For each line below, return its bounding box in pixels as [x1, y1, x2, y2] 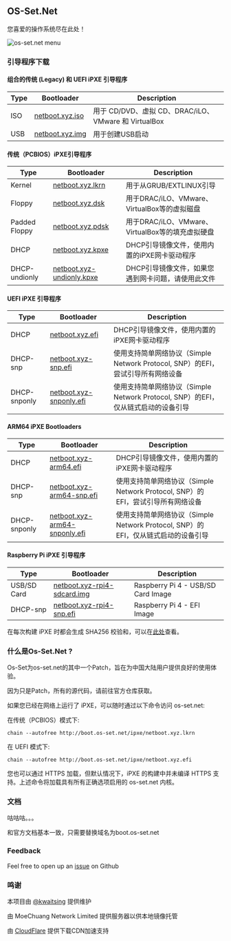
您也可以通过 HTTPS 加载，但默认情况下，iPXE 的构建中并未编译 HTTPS [7, 769, 212, 778]
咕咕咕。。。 [7, 813, 38, 822]
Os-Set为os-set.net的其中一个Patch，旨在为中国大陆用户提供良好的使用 [7, 663, 211, 671]
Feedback [7, 846, 41, 856]
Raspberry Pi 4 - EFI [133, 600, 201, 609]
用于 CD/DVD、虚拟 [93, 106, 157, 116]
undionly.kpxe [52, 272, 98, 282]
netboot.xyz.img [34, 129, 87, 139]
